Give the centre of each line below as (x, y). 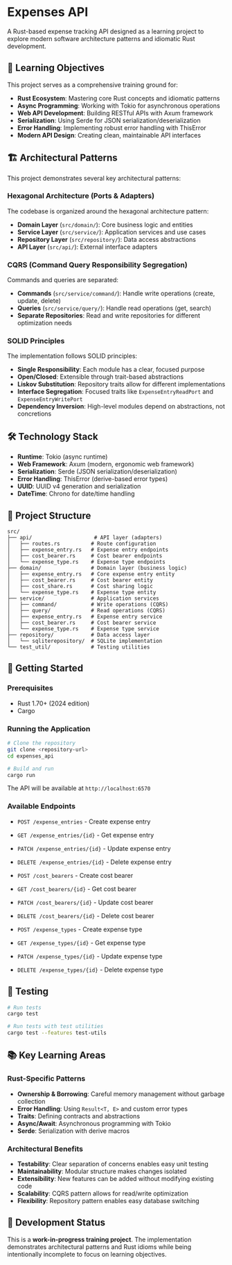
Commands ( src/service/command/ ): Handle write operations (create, (116, 293)
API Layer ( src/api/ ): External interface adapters (87, 247)
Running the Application (49, 728)
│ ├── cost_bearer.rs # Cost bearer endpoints (85, 556)
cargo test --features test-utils (57, 1033)
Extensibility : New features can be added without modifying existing (115, 1179)
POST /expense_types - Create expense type (80, 929)
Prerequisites (30, 688)
